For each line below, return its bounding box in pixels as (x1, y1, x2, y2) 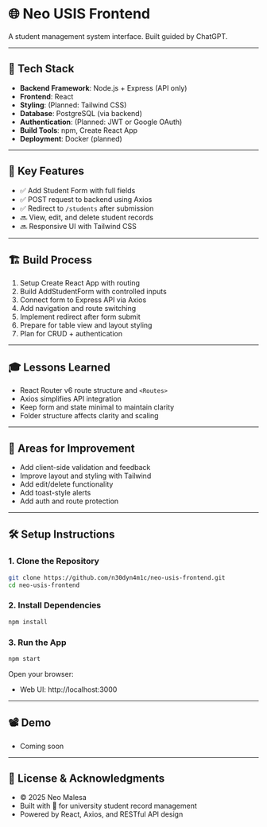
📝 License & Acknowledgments (8, 771, 165, 785)
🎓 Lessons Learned (8, 360, 111, 374)
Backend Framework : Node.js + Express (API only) (19, 83, 188, 92)
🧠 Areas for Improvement (8, 441, 135, 455)
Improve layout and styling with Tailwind (19, 471, 152, 480)
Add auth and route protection (19, 496, 119, 506)
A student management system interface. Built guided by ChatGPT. (8, 31, 228, 41)
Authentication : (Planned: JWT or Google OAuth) (19, 117, 183, 126)
